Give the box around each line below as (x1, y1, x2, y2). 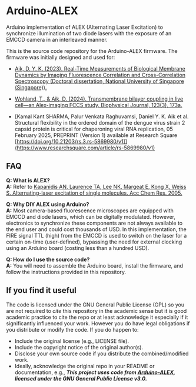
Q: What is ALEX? (6, 176, 50, 184)
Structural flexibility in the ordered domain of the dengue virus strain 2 (14, 119, 185, 126)
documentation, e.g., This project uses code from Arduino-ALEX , (14, 369, 175, 376)
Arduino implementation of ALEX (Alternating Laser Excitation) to (6, 24, 164, 31)
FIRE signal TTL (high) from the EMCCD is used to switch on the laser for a (6, 232, 187, 239)
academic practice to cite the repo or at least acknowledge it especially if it (6, 313, 188, 321)
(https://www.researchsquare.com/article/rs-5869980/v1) (14, 144, 155, 151)
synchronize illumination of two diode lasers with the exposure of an (6, 29, 172, 36)
